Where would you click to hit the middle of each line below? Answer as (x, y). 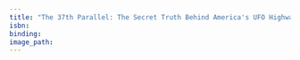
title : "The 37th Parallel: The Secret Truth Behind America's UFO (137, 17)
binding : (25, 34)
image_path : (31, 42)
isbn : (19, 26)
